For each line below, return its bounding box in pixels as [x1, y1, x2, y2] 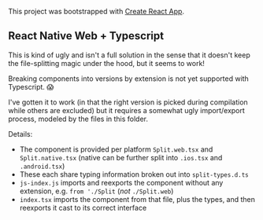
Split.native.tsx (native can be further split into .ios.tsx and [19, 152, 223, 162]
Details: [8, 129, 33, 138]
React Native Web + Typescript [8, 29, 164, 42]
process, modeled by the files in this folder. [8, 114, 148, 123]
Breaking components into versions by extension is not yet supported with [8, 74, 250, 83]
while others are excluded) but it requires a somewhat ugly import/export [8, 105, 246, 115]
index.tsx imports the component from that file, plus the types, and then [19, 194, 256, 203]
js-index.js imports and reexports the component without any [19, 178, 224, 187]
